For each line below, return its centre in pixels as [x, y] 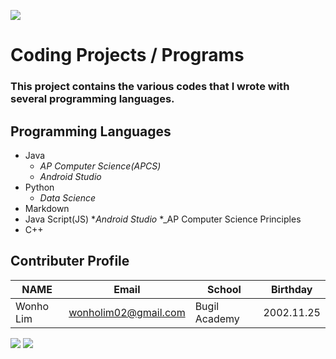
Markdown [47, 208]
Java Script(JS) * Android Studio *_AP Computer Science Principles [163, 219]
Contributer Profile [70, 261]
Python [39, 187]
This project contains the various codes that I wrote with [150, 87]
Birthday [292, 289]
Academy [217, 318]
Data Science [68, 197]
